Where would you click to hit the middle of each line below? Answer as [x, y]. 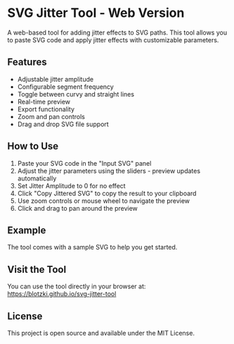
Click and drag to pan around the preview [78, 208]
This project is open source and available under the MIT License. [101, 333]
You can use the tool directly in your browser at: [77, 286]
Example [27, 230]
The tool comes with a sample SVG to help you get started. [92, 247]
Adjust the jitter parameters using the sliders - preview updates [109, 171]
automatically [37, 178]
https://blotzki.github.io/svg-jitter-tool [62, 294]
